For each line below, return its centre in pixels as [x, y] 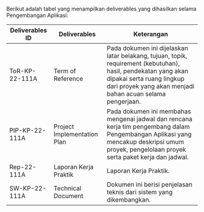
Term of [65, 71]
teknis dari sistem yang [140, 192]
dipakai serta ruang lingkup [146, 79]
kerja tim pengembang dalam [148, 126]
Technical [68, 188]
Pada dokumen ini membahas [149, 111]
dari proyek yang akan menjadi [151, 86]
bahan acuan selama [136, 94]
